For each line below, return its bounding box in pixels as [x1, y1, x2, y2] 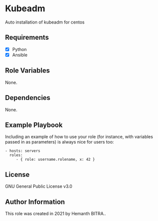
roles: [9, 153, 23, 158]
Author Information [5, 197, 65, 206]
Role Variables [5, 67, 50, 75]
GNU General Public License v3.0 [5, 183, 72, 189]
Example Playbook [5, 121, 63, 129]
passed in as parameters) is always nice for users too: [5, 139, 114, 145]
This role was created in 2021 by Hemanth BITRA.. [5, 210, 106, 216]
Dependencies [5, 94, 50, 102]
